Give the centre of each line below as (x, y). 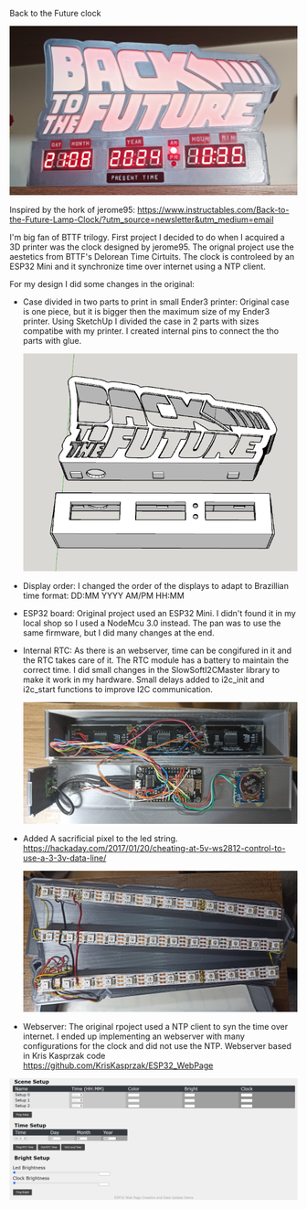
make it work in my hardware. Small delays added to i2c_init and (143, 679)
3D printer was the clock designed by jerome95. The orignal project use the (152, 247)
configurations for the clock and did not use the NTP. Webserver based (157, 1045)
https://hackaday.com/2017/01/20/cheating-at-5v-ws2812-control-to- (154, 849)
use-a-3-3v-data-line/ (64, 858)
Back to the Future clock (55, 13)
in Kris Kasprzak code (64, 1055)
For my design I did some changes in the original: (102, 284)
